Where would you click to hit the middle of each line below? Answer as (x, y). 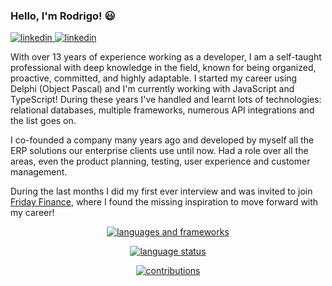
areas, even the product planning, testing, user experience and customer (160, 161)
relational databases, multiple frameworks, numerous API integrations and (162, 110)
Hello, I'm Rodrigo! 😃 (63, 16)
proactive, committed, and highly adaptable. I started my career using (154, 78)
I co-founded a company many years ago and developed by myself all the (162, 140)
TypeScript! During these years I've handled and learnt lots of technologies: (166, 100)
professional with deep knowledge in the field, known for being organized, (163, 68)
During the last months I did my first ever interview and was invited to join (161, 191)
